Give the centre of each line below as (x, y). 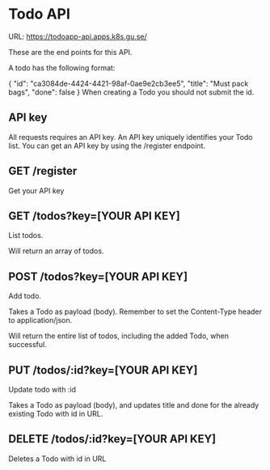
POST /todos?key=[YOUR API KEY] (98, 276)
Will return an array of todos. (56, 251)
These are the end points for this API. (70, 52)
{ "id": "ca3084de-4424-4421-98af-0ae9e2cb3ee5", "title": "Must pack (129, 83)
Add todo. (25, 296)
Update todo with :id (42, 390)
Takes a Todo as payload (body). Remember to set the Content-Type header (135, 311)
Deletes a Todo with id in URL (57, 459)
